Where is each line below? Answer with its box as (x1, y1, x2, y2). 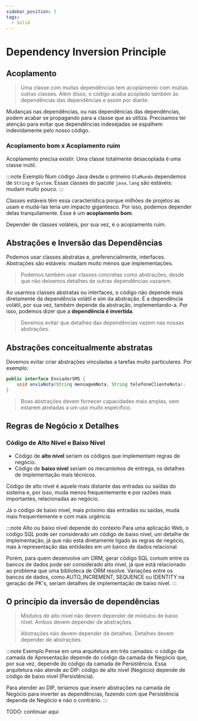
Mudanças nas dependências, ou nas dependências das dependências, (6, 108, 181, 115)
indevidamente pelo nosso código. (6, 127, 90, 134)
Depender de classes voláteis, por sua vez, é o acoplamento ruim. (6, 221, 167, 228)
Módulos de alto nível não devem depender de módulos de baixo (20, 612, 179, 619)
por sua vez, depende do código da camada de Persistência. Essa (6, 660, 167, 667)
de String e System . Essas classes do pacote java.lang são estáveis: (6, 179, 173, 186)
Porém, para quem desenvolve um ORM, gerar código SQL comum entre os (6, 554, 190, 562)
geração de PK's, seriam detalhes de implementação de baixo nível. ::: (6, 579, 177, 586)
